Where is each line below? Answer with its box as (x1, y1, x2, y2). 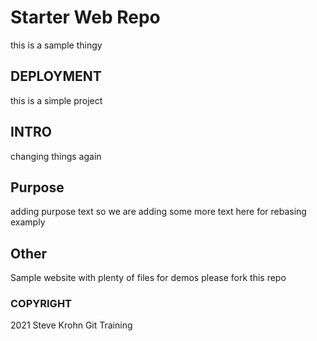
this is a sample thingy (10, 39, 103, 51)
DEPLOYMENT (10, 68, 102, 85)
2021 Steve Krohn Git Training (10, 319, 133, 331)
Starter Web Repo (10, 6, 161, 29)
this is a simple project (10, 94, 103, 106)
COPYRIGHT (10, 297, 73, 311)
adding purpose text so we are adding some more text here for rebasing (10, 206, 307, 218)
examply (10, 216, 46, 228)
